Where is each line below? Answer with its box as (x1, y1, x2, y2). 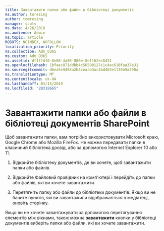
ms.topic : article (5, 35, 43, 40)
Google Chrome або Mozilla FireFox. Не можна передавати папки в (5, 140, 145, 146)
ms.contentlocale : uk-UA (5, 77, 56, 81)
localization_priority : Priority (5, 44, 74, 49)
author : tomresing (5, 16, 43, 21)
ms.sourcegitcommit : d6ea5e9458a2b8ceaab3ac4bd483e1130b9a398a (5, 68, 139, 73)
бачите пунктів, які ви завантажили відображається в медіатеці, (12, 195, 149, 201)
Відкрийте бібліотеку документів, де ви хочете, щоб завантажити (12, 159, 151, 165)
